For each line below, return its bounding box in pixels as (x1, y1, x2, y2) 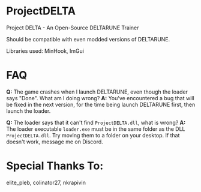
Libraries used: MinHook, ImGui (6, 47, 84, 55)
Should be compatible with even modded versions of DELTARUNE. (6, 35, 170, 43)
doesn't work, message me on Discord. (6, 138, 103, 145)
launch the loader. (6, 107, 51, 115)
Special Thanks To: (6, 159, 104, 173)
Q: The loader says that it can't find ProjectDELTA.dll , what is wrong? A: (6, 119, 186, 126)
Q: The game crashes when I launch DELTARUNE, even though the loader (6, 88, 188, 95)
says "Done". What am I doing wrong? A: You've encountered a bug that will (6, 94, 194, 101)
